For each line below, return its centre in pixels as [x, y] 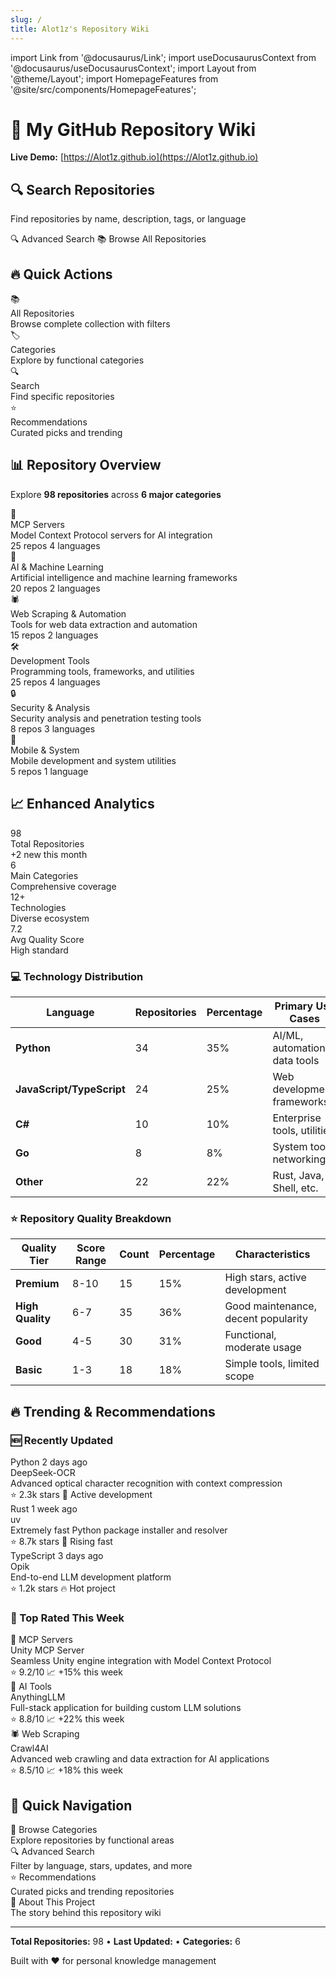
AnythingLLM [38, 1697]
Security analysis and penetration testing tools [106, 718]
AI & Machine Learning [57, 567]
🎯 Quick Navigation [71, 1805]
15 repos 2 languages [54, 635]
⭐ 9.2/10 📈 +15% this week [66, 1672]
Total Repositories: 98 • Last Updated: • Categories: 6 [125, 1942]
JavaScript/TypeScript [70, 1089]
